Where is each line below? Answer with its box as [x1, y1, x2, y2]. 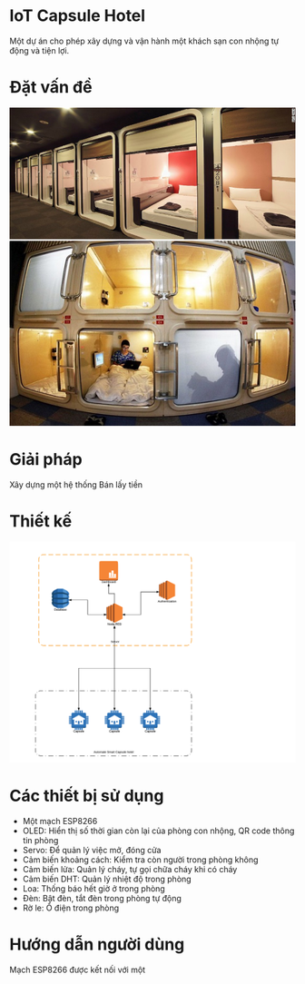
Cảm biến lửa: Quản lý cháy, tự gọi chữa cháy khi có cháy [22, 863, 238, 874]
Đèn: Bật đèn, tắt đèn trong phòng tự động [22, 892, 182, 903]
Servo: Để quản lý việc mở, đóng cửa [22, 844, 162, 855]
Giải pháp [9, 449, 84, 469]
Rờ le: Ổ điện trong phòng [22, 902, 120, 913]
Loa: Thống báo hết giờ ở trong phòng [22, 882, 165, 894]
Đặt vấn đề [9, 77, 93, 98]
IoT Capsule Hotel [9, 5, 146, 26]
